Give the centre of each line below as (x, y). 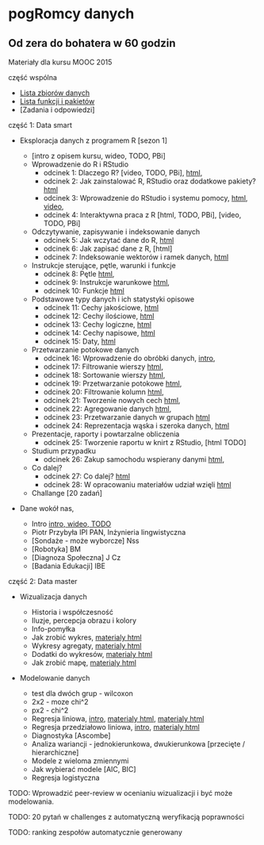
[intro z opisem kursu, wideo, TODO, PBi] (98, 156)
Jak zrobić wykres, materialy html (86, 637)
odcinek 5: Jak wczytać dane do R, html (109, 240)
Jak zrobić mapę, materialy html (84, 663)
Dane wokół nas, (47, 508)
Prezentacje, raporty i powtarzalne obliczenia (105, 434)
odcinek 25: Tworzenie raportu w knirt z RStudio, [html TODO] (145, 442)
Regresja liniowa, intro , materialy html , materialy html (118, 718)
